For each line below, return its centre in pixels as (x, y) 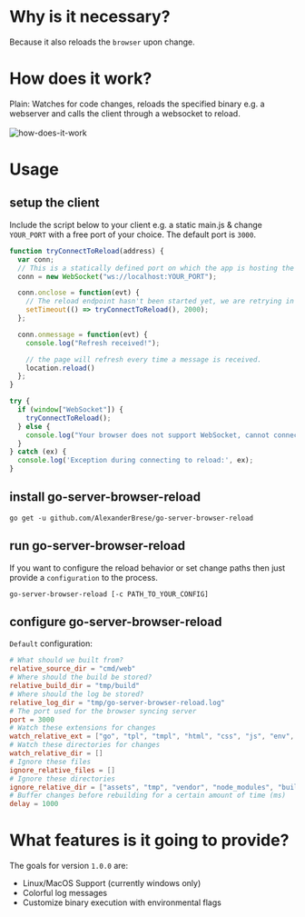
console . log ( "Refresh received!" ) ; (93, 343)
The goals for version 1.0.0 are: (69, 866)
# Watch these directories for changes (85, 745)
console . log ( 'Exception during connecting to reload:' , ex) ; (136, 461)
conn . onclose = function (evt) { (79, 293)
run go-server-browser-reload (98, 546)
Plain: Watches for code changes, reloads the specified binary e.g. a (137, 104)
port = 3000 (32, 720)
